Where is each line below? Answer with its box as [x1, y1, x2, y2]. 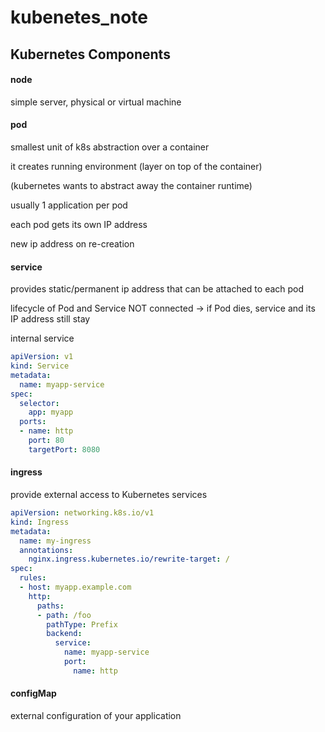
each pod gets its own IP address [10, 218, 148, 230]
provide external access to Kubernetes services [10, 489, 208, 501]
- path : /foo [36, 610, 92, 620]
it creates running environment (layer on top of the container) [10, 160, 263, 172]
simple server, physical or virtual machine [10, 96, 182, 108]
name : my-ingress [19, 536, 92, 546]
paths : [36, 601, 65, 611]
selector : [19, 398, 60, 408]
